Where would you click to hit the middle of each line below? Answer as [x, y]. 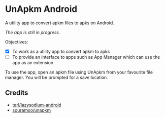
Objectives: [16, 42]
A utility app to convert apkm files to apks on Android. [60, 23]
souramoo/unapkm [32, 110]
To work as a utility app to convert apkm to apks [61, 51]
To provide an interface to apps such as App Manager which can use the [86, 57]
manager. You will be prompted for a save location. [57, 78]
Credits [17, 93]
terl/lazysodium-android [37, 105]
